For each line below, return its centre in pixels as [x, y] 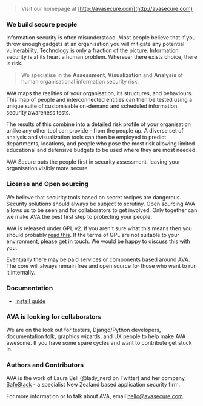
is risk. [15, 64]
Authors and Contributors [45, 365]
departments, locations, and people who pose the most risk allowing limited [101, 144]
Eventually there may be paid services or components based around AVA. [98, 259]
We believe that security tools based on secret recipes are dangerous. [94, 197]
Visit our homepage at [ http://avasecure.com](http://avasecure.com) [107, 9]
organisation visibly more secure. [48, 168]
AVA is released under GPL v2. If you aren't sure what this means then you [99, 228]
